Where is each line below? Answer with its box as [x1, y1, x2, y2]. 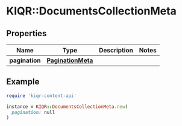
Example [6, 77, 40, 87]
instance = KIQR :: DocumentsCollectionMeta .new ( [6, 104, 128, 110]
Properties [6, 28, 47, 39]
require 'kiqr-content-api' [6, 92, 77, 99]
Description [98, 46, 134, 54]
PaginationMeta [46, 56, 93, 65]
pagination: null [11, 109, 55, 115]
